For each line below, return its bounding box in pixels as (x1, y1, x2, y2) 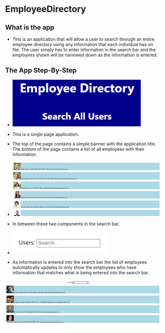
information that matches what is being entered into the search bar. (12, 270, 150, 276)
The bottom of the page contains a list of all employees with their (12, 146, 145, 152)
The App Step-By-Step (5, 66, 77, 75)
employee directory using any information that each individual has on (12, 42, 153, 47)
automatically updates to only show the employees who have (12, 264, 137, 270)
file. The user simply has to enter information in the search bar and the (12, 47, 156, 52)
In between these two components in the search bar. (12, 221, 120, 227)
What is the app (5, 23, 55, 32)
